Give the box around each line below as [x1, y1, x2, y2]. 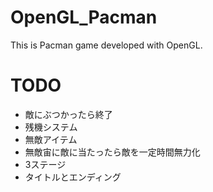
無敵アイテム [24, 133, 78, 145]
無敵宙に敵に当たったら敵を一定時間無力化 [24, 146, 201, 158]
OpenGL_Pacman [10, 6, 158, 29]
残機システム [24, 121, 78, 133]
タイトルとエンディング [24, 171, 122, 183]
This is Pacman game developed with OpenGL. [10, 39, 203, 51]
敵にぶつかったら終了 [24, 108, 113, 120]
